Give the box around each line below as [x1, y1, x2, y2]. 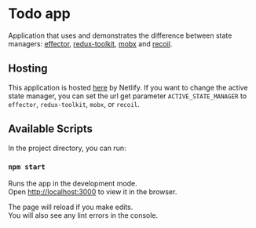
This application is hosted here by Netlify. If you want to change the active [8, 83, 249, 92]
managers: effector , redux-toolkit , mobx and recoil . [8, 39, 173, 48]
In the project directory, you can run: [8, 143, 126, 153]
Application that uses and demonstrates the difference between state [8, 31, 232, 40]
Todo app [8, 5, 71, 23]
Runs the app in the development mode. [8, 178, 137, 188]
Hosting [8, 62, 49, 75]
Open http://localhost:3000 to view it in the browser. [8, 186, 177, 197]
